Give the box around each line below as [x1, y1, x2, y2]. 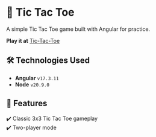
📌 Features [6, 98, 48, 109]
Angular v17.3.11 [14, 74, 59, 81]
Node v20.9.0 [14, 81, 50, 88]
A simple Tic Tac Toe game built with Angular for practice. [6, 25, 151, 33]
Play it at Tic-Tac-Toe [6, 37, 60, 44]
